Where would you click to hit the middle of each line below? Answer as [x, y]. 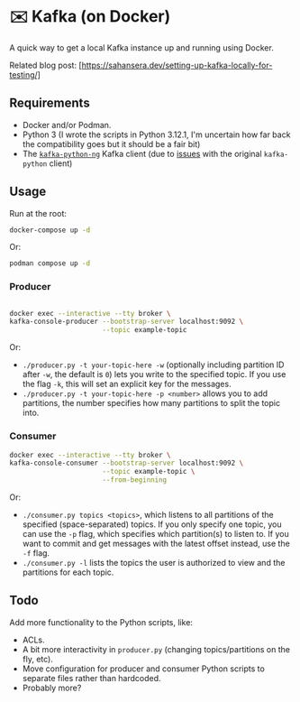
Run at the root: [38, 213]
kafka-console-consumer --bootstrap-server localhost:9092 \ [127, 463]
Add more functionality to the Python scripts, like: [101, 622]
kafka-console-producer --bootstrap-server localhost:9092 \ [127, 322]
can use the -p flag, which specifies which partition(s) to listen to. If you [156, 534]
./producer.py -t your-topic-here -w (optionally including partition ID [153, 365]
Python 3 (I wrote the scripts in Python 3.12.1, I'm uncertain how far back [156, 134]
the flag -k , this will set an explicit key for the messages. [127, 384]
